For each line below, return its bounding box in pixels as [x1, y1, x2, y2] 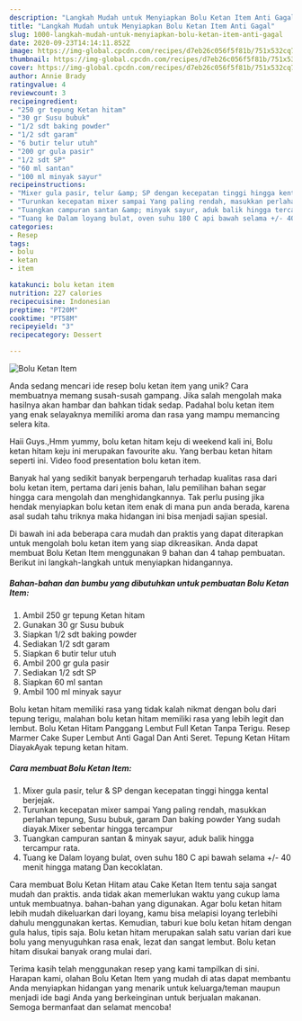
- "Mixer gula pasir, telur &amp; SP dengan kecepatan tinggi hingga [9, 189, 276, 198]
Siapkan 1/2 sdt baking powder [22, 629, 138, 640]
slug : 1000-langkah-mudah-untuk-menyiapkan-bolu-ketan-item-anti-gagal [9, 30, 283, 39]
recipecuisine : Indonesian [9, 297, 111, 306]
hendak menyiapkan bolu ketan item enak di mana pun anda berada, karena [9, 501, 290, 512]
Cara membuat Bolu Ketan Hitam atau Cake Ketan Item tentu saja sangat [9, 879, 277, 890]
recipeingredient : [9, 96, 78, 106]
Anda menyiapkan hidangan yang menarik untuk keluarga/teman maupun [9, 982, 280, 993]
